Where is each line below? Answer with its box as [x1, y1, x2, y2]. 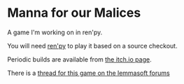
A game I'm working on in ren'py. [7, 28, 103, 36]
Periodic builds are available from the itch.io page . [7, 55, 152, 64]
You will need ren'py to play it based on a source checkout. [7, 41, 178, 50]
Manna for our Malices [7, 5, 141, 21]
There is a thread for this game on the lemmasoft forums [7, 69, 170, 77]
